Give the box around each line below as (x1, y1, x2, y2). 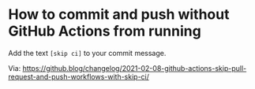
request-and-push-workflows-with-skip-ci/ (8, 72, 150, 81)
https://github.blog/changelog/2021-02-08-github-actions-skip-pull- (22, 63, 247, 72)
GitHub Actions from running (8, 22, 201, 40)
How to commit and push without (8, 6, 230, 24)
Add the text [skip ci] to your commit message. (8, 48, 167, 57)
